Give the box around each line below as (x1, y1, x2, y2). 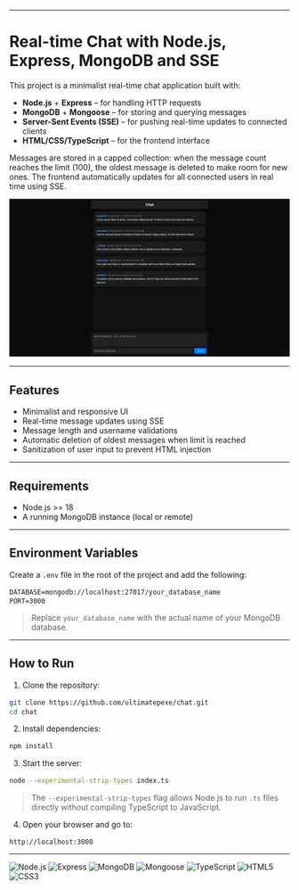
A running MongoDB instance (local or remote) (21, 512, 194, 523)
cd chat (9, 707, 38, 716)
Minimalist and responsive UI (21, 407, 129, 417)
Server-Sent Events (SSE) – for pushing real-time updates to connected (21, 116, 287, 127)
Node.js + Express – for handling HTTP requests (21, 97, 202, 108)
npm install (9, 742, 53, 751)
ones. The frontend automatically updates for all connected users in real (9, 171, 274, 182)
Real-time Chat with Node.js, (9, 32, 227, 52)
